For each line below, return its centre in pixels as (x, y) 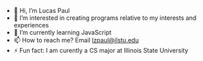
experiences (31, 25)
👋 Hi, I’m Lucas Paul (41, 11)
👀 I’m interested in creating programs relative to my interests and (105, 18)
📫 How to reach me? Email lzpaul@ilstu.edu (76, 40)
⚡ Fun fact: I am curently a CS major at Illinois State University (101, 50)
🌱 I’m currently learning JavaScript (62, 32)
